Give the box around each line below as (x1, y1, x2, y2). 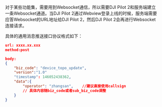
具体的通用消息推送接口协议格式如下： (5, 33, 82, 39)
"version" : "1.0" (14, 70, 48, 75)
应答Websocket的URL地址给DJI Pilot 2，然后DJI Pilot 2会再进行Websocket (5, 17, 156, 22)
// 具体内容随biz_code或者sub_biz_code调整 (23, 88, 107, 93)
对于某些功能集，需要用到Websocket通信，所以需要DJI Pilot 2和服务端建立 (5, 4, 156, 10)
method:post (5, 47, 29, 53)
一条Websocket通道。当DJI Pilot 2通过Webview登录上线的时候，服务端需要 (5, 10, 157, 16)
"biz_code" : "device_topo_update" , (14, 65, 87, 70)
